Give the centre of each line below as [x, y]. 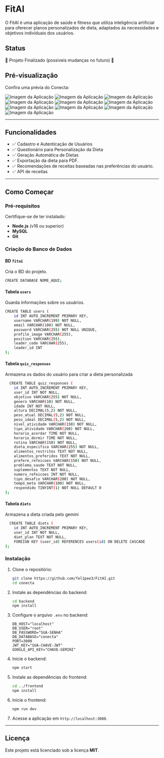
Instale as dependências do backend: [50, 592]
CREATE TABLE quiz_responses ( [41, 383]
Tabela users [18, 292]
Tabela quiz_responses [28, 364]
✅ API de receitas [30, 172]
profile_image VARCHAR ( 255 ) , [43, 334]
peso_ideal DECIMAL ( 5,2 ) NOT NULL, [50, 420]
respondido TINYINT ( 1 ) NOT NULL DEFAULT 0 [58, 488]
